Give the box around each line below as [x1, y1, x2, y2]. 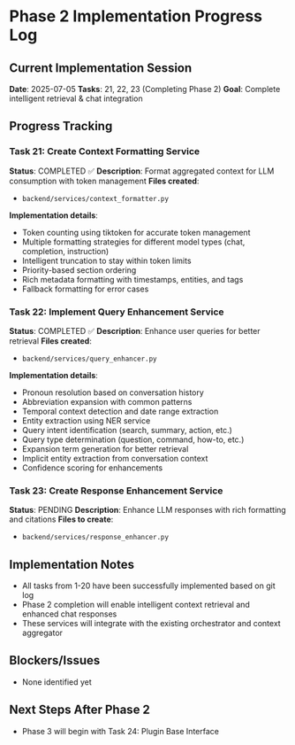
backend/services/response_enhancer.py [21, 533, 170, 542]
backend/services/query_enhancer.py [21, 354, 157, 363]
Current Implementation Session [9, 60, 193, 75]
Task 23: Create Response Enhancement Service [9, 485, 223, 497]
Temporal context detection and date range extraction [21, 406, 219, 416]
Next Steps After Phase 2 [9, 702, 150, 718]
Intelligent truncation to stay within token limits [21, 255, 192, 266]
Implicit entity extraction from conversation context [21, 453, 208, 463]
